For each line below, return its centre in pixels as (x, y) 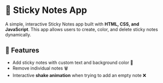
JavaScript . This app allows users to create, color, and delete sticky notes (82, 29)
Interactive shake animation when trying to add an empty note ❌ (79, 75)
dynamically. (18, 34)
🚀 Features (22, 50)
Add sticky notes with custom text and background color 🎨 (73, 62)
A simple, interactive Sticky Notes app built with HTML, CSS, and (72, 24)
